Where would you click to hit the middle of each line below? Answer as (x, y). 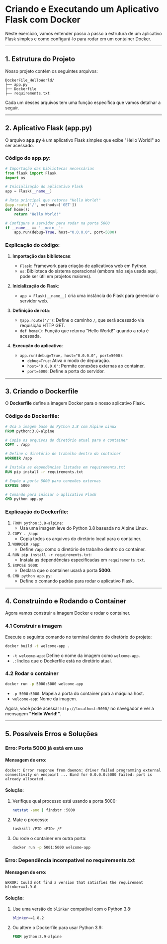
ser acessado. (20, 145)
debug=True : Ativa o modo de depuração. (69, 360)
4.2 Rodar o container (32, 673)
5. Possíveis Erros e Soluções (52, 734)
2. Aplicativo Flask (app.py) (49, 128)
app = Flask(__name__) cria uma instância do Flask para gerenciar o (89, 295)
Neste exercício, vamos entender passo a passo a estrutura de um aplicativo (83, 33)
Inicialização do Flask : (36, 286)
